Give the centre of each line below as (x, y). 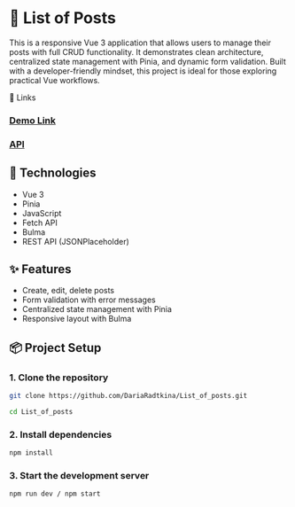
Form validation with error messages (89, 300)
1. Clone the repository (59, 378)
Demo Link (32, 121)
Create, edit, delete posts (68, 291)
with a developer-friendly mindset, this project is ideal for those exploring (143, 71)
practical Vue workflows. (54, 80)
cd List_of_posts (41, 411)
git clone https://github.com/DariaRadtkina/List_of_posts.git (128, 396)
